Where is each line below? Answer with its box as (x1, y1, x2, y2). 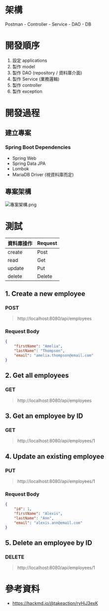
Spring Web (12, 155, 36, 161)
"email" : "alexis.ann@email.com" (14, 520, 83, 525)
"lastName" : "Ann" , (14, 515, 54, 520)
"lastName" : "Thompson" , (14, 349, 65, 354)
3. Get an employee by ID (5, 411, 83, 420)
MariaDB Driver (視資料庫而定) (12, 171, 74, 177)
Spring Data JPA (12, 160, 46, 166)
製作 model (12, 63, 36, 69)
